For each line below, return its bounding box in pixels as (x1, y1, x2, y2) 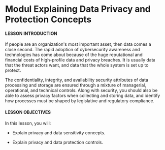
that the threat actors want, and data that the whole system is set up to (5, 62, 149, 68)
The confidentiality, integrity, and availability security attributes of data (5, 77, 149, 83)
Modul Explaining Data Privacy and (5, 3, 151, 15)
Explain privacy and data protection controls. (12, 139, 103, 145)
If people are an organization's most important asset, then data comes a (5, 41, 151, 47)
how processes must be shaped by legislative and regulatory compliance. (5, 98, 155, 104)
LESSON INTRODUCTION (5, 30, 58, 36)
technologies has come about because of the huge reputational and (5, 52, 143, 58)
